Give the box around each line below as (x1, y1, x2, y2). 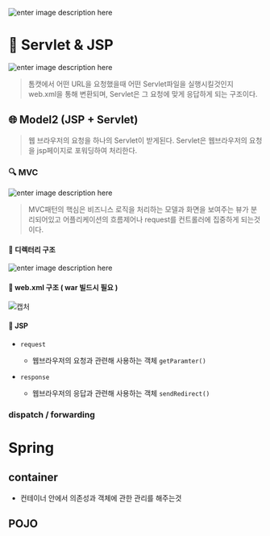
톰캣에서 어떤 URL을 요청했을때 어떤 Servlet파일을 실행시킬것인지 (27, 79, 234, 89)
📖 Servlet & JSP (8, 36, 114, 54)
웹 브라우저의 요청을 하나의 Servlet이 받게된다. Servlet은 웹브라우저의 (27, 135, 247, 145)
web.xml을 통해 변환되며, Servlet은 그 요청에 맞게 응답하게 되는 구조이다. (27, 89, 258, 98)
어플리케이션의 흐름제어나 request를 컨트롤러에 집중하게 (63, 214, 239, 225)
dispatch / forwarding (8, 409, 95, 420)
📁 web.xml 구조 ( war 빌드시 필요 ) (8, 282, 118, 292)
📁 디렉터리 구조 (8, 244, 56, 254)
